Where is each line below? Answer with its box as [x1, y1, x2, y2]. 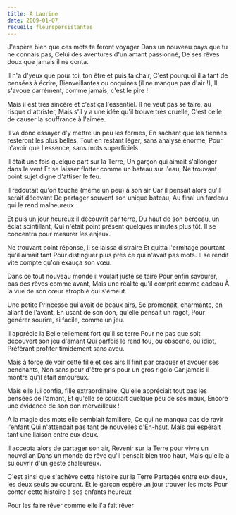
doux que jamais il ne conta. [7, 58, 89, 66]
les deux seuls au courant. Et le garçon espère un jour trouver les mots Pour [7, 480, 228, 489]
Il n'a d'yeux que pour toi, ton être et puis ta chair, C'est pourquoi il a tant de [7, 71, 228, 80]
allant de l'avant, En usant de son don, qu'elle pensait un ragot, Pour [7, 308, 206, 317]
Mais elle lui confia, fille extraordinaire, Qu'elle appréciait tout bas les [7, 387, 208, 395]
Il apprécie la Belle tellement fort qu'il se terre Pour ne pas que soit [7, 329, 201, 338]
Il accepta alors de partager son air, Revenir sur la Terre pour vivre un [7, 444, 209, 452]
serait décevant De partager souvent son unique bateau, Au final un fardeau [7, 193, 228, 202]
